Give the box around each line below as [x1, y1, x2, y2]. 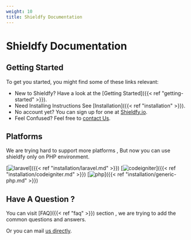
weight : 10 [6, 8, 33, 15]
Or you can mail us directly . [6, 227, 72, 235]
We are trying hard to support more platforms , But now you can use [6, 147, 171, 154]
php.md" [6, 177, 28, 184]
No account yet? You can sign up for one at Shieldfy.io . [14, 108, 148, 115]
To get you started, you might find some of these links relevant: [6, 78, 159, 85]
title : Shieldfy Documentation [6, 14, 83, 20]
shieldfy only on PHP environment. [6, 153, 90, 160]
